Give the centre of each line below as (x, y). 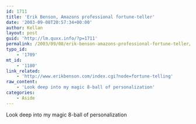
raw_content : (22, 82)
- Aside (26, 98)
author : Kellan (24, 28)
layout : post (22, 33)
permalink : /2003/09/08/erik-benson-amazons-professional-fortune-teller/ (99, 44)
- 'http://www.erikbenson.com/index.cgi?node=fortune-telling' (95, 76)
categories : (20, 93)
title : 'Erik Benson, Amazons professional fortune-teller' (81, 17)
